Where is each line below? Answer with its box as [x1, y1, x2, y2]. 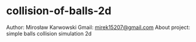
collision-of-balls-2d [6, 4, 112, 18]
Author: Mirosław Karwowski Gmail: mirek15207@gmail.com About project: [6, 24, 190, 31]
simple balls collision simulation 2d [6, 30, 91, 37]
